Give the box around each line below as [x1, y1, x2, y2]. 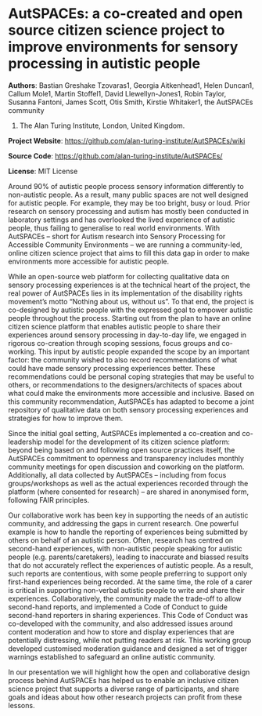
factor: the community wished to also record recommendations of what [8, 354, 238, 365]
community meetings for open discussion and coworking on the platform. [8, 462, 245, 471]
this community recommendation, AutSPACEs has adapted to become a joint [8, 397, 254, 406]
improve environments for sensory [8, 38, 239, 56]
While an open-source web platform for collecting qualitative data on [8, 271, 230, 281]
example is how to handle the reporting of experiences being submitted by [8, 527, 248, 536]
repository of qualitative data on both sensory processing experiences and [8, 405, 249, 414]
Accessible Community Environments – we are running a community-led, [8, 240, 242, 249]
